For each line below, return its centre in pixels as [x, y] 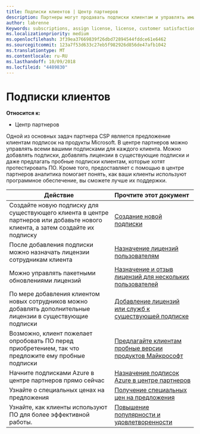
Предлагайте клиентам [148, 341]
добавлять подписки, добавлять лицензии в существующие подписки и [98, 155]
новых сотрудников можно [49, 302]
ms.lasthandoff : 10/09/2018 [41, 61]
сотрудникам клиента [41, 260]
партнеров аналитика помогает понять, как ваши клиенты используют [96, 174]
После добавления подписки [51, 245]
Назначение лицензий [146, 249]
